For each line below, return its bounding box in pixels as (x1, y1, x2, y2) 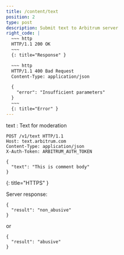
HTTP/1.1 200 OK (11, 42, 51, 47)
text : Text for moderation (6, 122, 67, 129)
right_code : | (6, 30, 41, 36)
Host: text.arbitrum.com (6, 138, 66, 144)
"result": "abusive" (11, 239, 61, 244)
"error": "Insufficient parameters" (16, 89, 106, 95)
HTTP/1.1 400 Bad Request (11, 68, 75, 74)
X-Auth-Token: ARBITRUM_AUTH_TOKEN (6, 149, 93, 154)
